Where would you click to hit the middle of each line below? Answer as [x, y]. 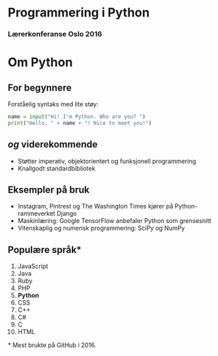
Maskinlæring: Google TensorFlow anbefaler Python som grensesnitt [114, 221]
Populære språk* [45, 249]
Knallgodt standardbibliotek [56, 168]
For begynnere [40, 87]
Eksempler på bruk [49, 190]
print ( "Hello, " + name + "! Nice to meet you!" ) [80, 123]
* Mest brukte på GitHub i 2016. [52, 345]
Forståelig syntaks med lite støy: [53, 104]
